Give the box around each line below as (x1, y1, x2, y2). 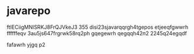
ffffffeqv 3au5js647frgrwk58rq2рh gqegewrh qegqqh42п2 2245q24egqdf (6, 29, 188, 36)
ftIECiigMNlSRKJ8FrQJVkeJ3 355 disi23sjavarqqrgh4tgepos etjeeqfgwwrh (6, 23, 189, 31)
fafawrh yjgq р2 (6, 41, 46, 48)
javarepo (6, 4, 51, 18)
